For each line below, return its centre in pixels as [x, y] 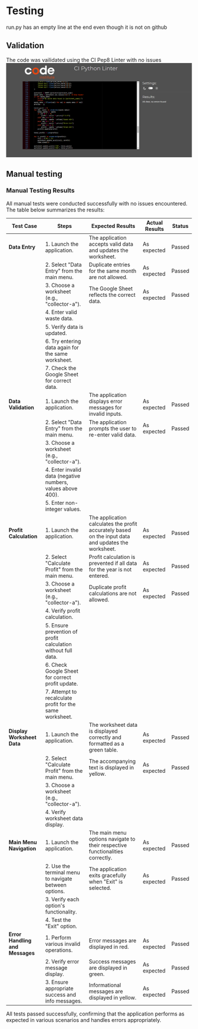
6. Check [56, 664]
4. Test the [58, 920]
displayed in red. [109, 947]
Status [180, 226]
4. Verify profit [63, 611]
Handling [20, 941]
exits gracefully [108, 875]
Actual [155, 223]
